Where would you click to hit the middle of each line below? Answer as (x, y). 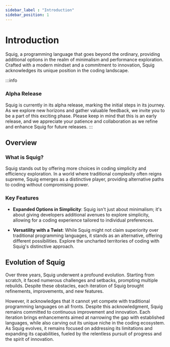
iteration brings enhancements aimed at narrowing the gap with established (85, 317)
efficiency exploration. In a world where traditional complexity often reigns (84, 174)
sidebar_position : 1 (27, 15)
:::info (11, 80)
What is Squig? (25, 158)
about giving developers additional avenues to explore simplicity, (81, 214)
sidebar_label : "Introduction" (40, 10)
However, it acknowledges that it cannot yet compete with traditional (78, 301)
